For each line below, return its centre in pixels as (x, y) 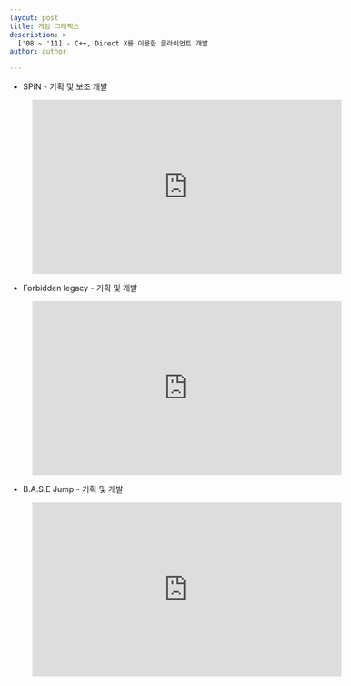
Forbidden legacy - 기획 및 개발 (80, 288)
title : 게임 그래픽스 (45, 26)
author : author (38, 52)
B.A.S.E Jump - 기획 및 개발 (73, 489)
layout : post (34, 18)
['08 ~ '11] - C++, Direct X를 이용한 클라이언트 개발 (113, 43)
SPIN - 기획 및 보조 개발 (65, 86)
